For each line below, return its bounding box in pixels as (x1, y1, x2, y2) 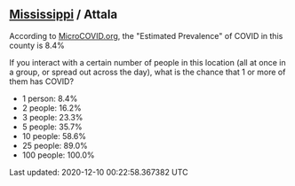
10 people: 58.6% (21, 130, 87, 141)
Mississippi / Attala (9, 7, 118, 22)
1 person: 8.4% (21, 93, 78, 104)
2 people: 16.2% (21, 102, 82, 113)
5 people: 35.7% (21, 121, 83, 132)
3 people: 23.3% (21, 112, 84, 122)
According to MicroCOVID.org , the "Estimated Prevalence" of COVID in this (9, 30, 283, 41)
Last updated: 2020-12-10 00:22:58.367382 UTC (9, 167, 188, 177)
